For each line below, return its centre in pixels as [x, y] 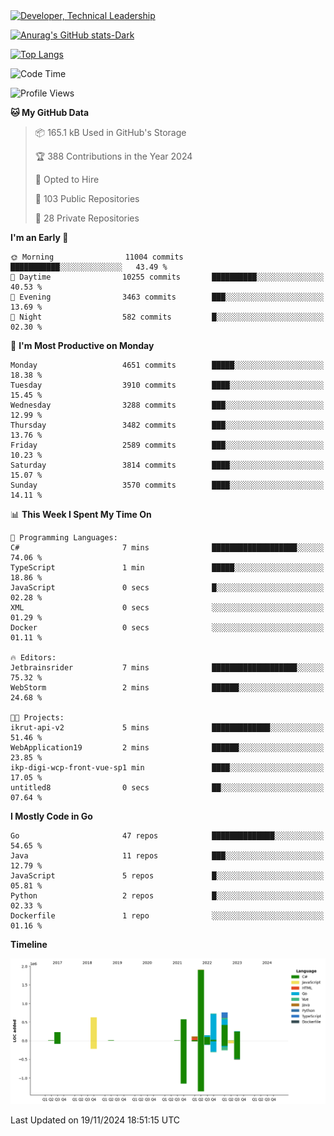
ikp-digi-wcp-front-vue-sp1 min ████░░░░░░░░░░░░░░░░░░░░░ [167, 768]
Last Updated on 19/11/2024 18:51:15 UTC [95, 1120]
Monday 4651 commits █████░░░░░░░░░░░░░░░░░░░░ [167, 365]
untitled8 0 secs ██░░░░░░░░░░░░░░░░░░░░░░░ [167, 788]
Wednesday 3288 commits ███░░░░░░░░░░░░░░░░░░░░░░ [167, 405]
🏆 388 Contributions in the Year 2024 [113, 156]
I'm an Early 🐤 [39, 237]
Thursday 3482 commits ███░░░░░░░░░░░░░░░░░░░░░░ [167, 425]
